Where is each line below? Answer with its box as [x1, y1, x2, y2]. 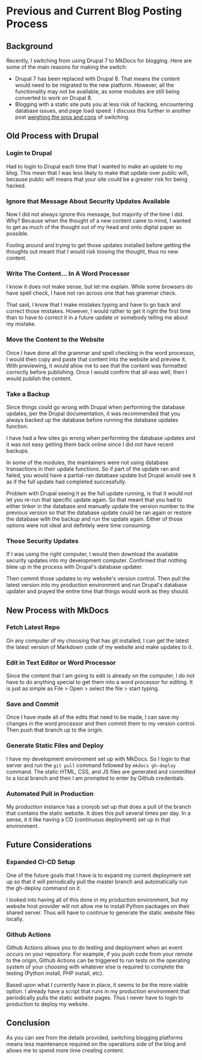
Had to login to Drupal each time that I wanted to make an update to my [6, 163, 183, 170]
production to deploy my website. [6, 1000, 90, 1008]
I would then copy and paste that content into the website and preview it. [6, 356, 187, 363]
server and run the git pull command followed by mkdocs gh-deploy [6, 761, 176, 769]
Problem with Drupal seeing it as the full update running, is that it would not [6, 489, 193, 497]
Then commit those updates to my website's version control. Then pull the [6, 575, 191, 582]
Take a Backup [6, 390, 50, 398]
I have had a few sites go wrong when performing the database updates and [6, 434, 195, 441]
